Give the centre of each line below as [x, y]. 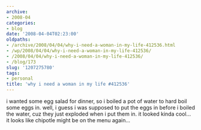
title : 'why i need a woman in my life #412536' [68, 84]
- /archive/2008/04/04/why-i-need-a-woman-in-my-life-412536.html [91, 46]
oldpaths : [19, 40]
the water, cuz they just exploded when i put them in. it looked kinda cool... [99, 114]
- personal [20, 78]
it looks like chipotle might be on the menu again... [68, 120]
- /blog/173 [21, 62]
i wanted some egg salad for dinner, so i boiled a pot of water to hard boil [97, 101]
